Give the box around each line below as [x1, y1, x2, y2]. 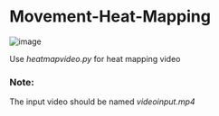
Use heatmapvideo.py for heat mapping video [9, 53, 181, 64]
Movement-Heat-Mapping [9, 6, 211, 27]
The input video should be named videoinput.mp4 [9, 96, 196, 107]
